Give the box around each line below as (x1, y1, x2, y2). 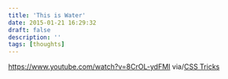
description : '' (8, 33, 61, 41)
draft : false (8, 26, 51, 34)
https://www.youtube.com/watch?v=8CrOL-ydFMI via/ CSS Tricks (8, 62, 220, 71)
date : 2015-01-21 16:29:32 (8, 19, 97, 27)
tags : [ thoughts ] (8, 41, 65, 48)
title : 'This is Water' (8, 11, 86, 20)
